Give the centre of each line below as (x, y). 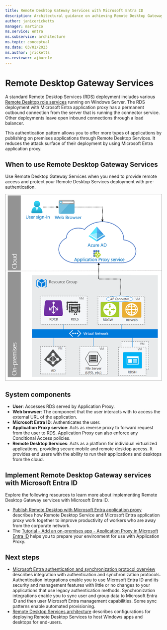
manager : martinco (24, 26)
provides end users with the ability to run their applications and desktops (87, 454)
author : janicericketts (30, 21)
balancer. (15, 123)
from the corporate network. (42, 526)
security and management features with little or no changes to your (81, 585)
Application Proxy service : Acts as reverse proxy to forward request (83, 428)
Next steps (22, 557)
